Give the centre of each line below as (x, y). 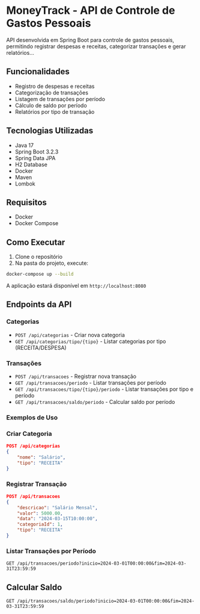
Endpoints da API (39, 305)
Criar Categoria (29, 433)
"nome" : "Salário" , (41, 457)
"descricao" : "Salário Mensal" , (57, 507)
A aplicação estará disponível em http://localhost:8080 (76, 286)
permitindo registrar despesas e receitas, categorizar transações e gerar (96, 46)
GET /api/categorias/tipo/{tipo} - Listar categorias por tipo (90, 341)
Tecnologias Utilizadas (50, 131)
